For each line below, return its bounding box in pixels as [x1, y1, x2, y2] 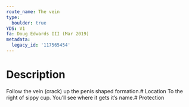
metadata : [6, 36, 31, 42]
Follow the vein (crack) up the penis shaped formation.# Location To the [6, 87, 184, 94]
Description [6, 68, 66, 81]
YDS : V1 [6, 25, 26, 32]
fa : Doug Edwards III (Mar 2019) [6, 31, 89, 37]
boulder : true [11, 20, 47, 26]
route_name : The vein [6, 8, 60, 15]
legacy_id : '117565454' [11, 42, 70, 48]
